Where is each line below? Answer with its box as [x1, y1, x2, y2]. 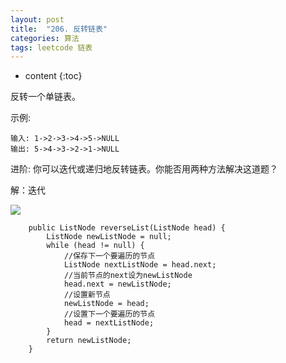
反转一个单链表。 [10, 91, 81, 103]
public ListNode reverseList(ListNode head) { [28, 223, 226, 233]
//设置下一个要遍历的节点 [63, 309, 156, 320]
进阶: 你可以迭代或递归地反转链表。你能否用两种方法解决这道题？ [10, 163, 278, 175]
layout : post [10, 14, 65, 25]
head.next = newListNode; [63, 279, 172, 290]
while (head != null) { [46, 241, 145, 251]
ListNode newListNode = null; [46, 232, 172, 242]
